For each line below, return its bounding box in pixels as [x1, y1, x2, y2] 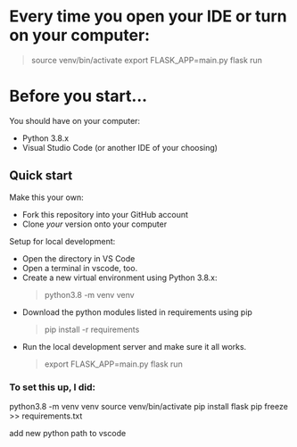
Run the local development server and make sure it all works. [21, 341, 247, 352]
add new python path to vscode [9, 427, 127, 438]
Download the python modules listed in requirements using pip [21, 306, 252, 318]
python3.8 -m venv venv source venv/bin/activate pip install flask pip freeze [9, 401, 288, 411]
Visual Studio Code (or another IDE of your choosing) [21, 142, 219, 153]
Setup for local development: [9, 236, 116, 246]
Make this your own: [9, 192, 84, 203]
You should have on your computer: [9, 115, 141, 126]
